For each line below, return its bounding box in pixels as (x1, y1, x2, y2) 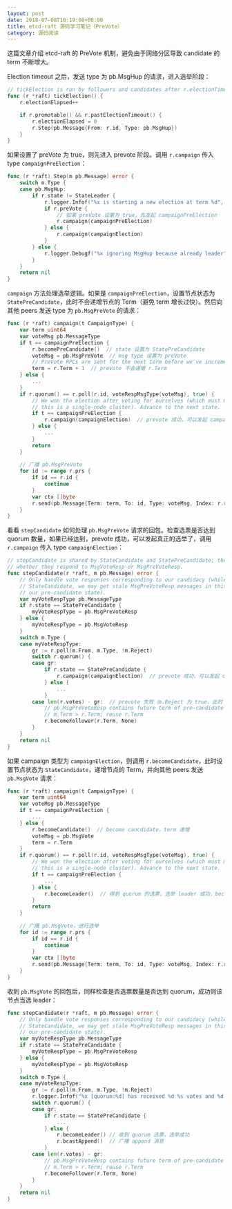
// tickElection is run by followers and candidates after (7, 86, 181, 93)
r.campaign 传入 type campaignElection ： (7, 543, 124, 552)
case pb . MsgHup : (19, 186, 67, 193)
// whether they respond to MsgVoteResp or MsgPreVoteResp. (7, 563, 184, 570)
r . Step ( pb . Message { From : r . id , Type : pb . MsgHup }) (32, 124, 177, 131)
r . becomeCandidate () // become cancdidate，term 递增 (32, 826, 190, 833)
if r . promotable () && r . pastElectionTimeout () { (19, 111, 162, 118)
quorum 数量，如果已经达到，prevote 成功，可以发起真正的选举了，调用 (7, 534, 212, 543)
